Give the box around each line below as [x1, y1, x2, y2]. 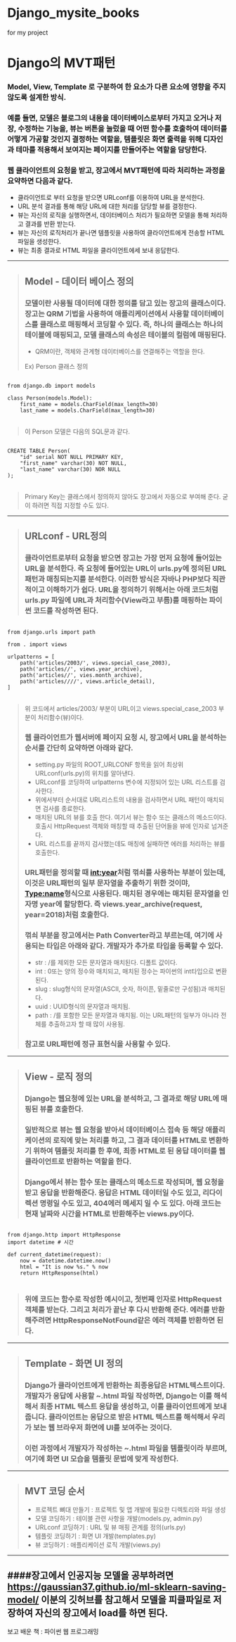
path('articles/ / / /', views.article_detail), [20, 678, 156, 685]
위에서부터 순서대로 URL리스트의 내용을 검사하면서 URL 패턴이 [34, 795, 206, 804]
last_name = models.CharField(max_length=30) [20, 407, 156, 414]
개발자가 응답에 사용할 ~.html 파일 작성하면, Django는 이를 [24, 1391, 213, 1401]
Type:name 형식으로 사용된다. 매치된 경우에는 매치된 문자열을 [24, 888, 221, 898]
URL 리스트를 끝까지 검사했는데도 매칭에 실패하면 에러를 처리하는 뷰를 [34, 839, 225, 847]
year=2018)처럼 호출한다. [24, 909, 110, 919]
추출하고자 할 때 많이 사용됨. [48, 1020, 125, 1028]
